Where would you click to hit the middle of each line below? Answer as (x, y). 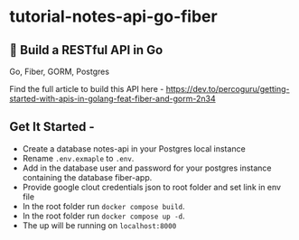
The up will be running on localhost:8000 (99, 225)
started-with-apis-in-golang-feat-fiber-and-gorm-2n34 (112, 98)
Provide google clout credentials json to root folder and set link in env (152, 187)
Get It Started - (52, 127)
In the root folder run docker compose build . (103, 206)
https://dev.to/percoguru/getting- (228, 89)
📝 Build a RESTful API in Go (86, 50)
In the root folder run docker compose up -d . (103, 216)
